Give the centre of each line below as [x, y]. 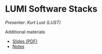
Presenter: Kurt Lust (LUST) [33, 22]
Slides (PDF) [25, 41]
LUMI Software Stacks [51, 9]
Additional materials [25, 32]
